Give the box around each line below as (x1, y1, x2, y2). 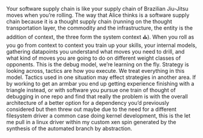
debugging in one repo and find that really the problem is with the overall (6, 93, 188, 100)
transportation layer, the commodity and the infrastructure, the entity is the (6, 24, 193, 31)
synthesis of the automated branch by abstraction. (6, 125, 132, 132)
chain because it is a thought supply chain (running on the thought (6, 18, 173, 25)
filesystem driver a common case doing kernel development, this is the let (6, 112, 191, 119)
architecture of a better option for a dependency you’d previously (6, 99, 170, 106)
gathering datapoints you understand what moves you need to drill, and (6, 48, 185, 55)
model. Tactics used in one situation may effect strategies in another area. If (6, 74, 196, 81)
